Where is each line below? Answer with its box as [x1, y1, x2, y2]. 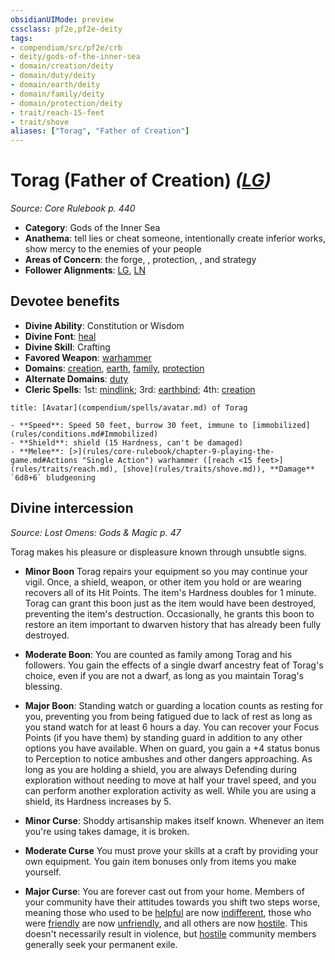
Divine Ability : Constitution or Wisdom [24, 319, 185, 331]
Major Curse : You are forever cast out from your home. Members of [24, 885, 305, 897]
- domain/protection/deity [10, 98, 123, 108]
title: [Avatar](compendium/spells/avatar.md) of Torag [10, 402, 248, 413]
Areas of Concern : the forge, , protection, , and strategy [24, 254, 257, 266]
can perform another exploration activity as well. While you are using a [24, 784, 317, 796]
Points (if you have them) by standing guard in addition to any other [24, 731, 303, 743]
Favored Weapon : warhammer [24, 351, 152, 363]
